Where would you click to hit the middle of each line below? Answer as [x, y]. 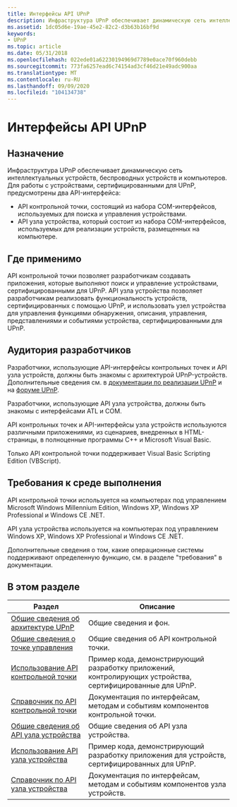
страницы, [23, 439]
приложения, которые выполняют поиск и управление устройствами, [113, 283]
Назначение [36, 153]
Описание [157, 607]
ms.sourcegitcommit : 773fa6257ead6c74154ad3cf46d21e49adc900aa [102, 66]
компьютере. [37, 236]
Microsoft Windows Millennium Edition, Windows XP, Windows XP [103, 507]
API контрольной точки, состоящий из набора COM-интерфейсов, [117, 207]
